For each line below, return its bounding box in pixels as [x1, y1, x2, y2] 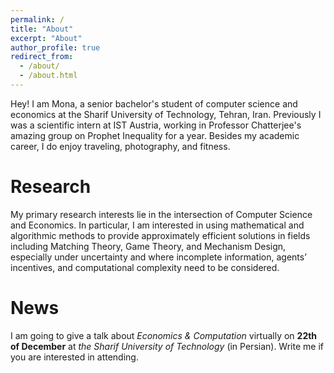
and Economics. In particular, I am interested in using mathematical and [10, 219, 305, 231]
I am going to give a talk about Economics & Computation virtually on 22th [10, 329, 318, 341]
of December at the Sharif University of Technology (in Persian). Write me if [10, 340, 324, 352]
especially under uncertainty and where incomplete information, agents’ [10, 251, 307, 263]
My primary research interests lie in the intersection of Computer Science [10, 208, 313, 220]
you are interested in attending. [10, 351, 139, 363]
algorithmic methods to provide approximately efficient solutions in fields [10, 229, 311, 241]
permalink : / [10, 14, 65, 25]
